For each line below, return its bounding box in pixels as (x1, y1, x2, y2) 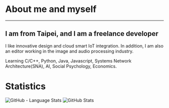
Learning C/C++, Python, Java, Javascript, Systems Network (5, 57, 132, 63)
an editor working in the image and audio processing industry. (5, 48, 134, 54)
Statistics (5, 80, 46, 92)
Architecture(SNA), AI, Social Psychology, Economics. (5, 63, 117, 69)
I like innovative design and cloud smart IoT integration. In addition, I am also (5, 42, 163, 48)
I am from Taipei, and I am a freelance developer (5, 29, 158, 38)
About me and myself (5, 3, 97, 15)
